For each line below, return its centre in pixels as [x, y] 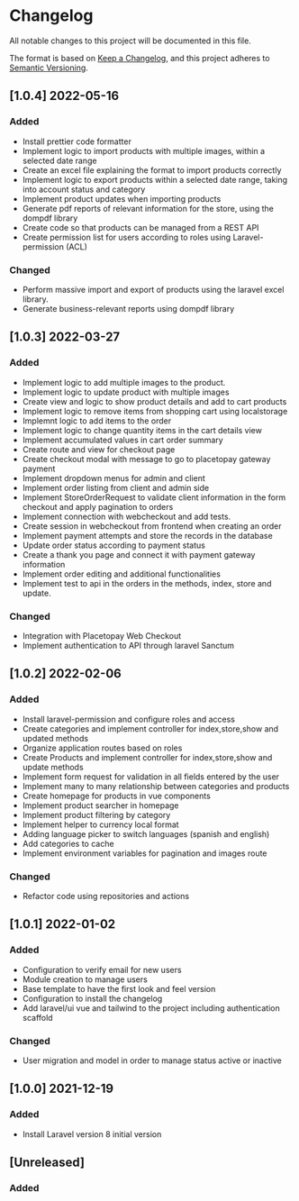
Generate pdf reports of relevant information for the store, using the [148, 208]
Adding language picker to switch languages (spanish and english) [146, 833]
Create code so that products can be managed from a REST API [140, 227]
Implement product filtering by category [96, 814]
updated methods [55, 738]
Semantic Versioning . [49, 68]
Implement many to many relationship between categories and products [156, 786]
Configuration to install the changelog [92, 998]
